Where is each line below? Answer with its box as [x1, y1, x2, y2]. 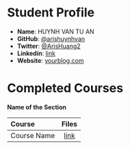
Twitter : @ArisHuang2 [16, 42, 81, 50]
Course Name [10, 131, 55, 140]
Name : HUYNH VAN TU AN [16, 27, 94, 36]
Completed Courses [7, 81, 124, 96]
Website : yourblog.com [16, 56, 84, 64]
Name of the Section [7, 103, 67, 111]
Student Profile [7, 5, 94, 21]
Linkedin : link [16, 49, 56, 57]
